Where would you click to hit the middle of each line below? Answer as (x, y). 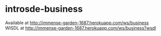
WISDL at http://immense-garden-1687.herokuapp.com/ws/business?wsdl (80, 28)
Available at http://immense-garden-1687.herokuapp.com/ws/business (77, 23)
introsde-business (44, 9)
